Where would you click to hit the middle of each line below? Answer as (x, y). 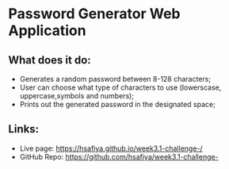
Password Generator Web (94, 14)
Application (47, 31)
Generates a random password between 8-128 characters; (115, 79)
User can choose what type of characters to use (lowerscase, (120, 87)
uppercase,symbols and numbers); (77, 96)
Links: (24, 129)
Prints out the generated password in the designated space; (117, 104)
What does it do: (50, 60)
